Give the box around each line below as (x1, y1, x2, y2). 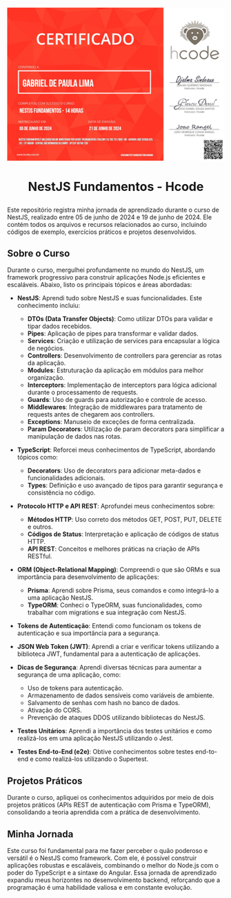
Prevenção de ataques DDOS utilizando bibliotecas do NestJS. (27, 713, 205, 722)
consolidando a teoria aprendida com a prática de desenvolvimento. (7, 808, 201, 816)
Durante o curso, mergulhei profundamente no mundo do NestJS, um (7, 266, 205, 274)
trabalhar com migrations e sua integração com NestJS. (27, 608, 186, 616)
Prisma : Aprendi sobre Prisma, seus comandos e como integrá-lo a (27, 586, 219, 595)
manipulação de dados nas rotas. (27, 432, 123, 441)
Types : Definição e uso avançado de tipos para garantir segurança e (27, 482, 223, 490)
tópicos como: (17, 453, 59, 461)
